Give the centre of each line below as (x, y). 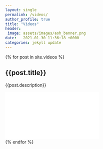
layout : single (21, 10)
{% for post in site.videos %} (35, 57)
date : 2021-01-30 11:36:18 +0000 (42, 38)
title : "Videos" (22, 24)
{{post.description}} (26, 85)
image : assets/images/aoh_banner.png (46, 33)
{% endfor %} (19, 142)
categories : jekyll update (33, 43)
